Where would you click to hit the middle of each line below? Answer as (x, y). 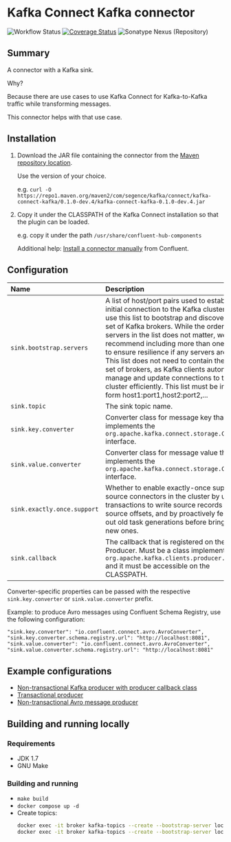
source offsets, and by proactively (160, 514)
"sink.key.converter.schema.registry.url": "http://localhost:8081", (109, 638)
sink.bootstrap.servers (49, 348)
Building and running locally (68, 724)
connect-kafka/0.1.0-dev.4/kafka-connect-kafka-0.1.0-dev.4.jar (111, 202)
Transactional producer (50, 695)
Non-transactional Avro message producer (78, 703)
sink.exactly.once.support (55, 509)
